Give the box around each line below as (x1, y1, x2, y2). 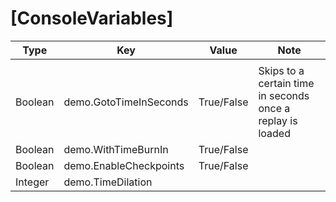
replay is (258, 113, 298, 127)
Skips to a (258, 63, 305, 77)
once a (258, 101, 291, 115)
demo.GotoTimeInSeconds (63, 95, 189, 109)
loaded (258, 126, 291, 140)
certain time (258, 76, 315, 90)
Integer (15, 175, 50, 189)
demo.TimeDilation (63, 175, 153, 189)
